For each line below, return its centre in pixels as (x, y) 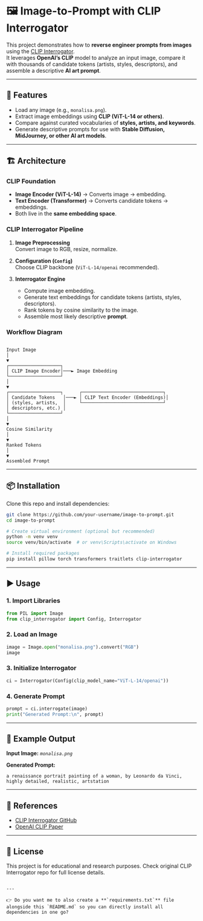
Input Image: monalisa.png (40, 753)
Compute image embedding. (60, 290)
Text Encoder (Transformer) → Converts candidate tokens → (92, 201)
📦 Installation (33, 486)
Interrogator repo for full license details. (56, 873)
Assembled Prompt (28, 461)
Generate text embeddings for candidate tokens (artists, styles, (103, 297)
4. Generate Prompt (36, 696)
